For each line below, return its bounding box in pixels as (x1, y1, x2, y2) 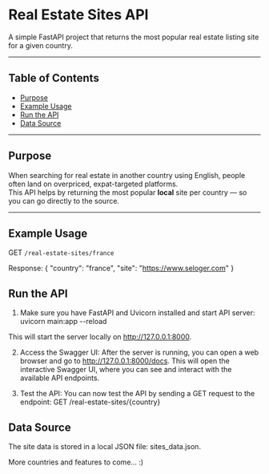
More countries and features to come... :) (8, 457, 144, 467)
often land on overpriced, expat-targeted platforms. (8, 179, 179, 188)
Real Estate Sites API (8, 6, 149, 24)
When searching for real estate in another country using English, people (8, 170, 246, 180)
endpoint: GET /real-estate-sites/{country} (19, 397, 161, 407)
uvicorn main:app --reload (19, 317, 107, 326)
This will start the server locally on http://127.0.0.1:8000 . (8, 332, 192, 342)
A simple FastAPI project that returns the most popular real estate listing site (8, 32, 259, 42)
